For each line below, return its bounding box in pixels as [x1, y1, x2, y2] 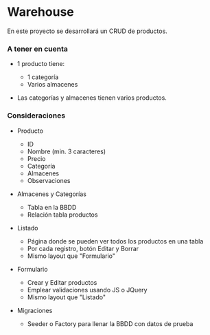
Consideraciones [7, 111, 66, 120]
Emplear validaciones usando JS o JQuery [27, 285, 148, 294]
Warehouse [7, 4, 74, 20]
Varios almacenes [27, 80, 78, 89]
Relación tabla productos [27, 210, 98, 219]
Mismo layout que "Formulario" [27, 252, 115, 260]
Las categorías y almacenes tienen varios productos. [16, 94, 167, 102]
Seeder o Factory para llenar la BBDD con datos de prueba [27, 319, 194, 327]
